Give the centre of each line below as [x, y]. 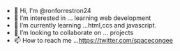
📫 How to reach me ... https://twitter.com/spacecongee [93, 40]
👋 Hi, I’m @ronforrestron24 [53, 11]
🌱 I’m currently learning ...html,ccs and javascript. [85, 25]
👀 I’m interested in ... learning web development [82, 18]
